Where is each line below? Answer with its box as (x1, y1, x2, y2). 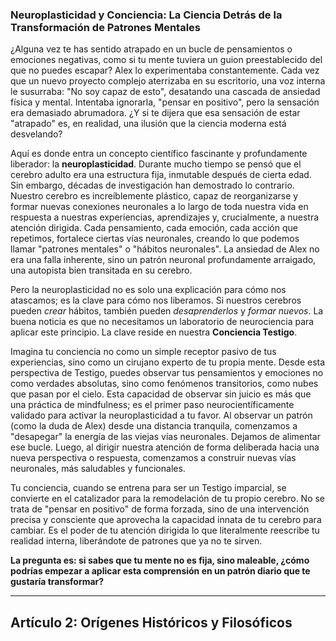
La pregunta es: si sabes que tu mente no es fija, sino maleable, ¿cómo (10, 554, 310, 567)
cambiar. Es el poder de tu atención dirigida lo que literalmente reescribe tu (10, 524, 320, 537)
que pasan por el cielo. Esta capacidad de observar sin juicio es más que (10, 388, 312, 400)
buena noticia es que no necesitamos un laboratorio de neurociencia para (10, 316, 315, 328)
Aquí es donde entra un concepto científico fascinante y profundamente (10, 148, 308, 160)
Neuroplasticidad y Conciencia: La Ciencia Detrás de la (10, 8, 283, 22)
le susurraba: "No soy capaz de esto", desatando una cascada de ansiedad (10, 86, 321, 98)
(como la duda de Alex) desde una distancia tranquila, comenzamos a (10, 420, 298, 432)
